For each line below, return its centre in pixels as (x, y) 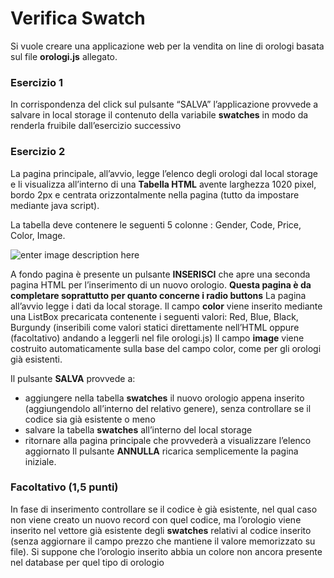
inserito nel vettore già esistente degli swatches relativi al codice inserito (161, 530)
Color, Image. (38, 235)
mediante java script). (55, 205)
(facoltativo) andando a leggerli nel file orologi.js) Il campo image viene (157, 338)
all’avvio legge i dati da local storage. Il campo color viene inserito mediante (166, 306)
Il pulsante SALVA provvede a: (73, 378)
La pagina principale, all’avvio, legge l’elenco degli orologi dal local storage (164, 173)
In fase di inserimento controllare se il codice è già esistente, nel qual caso (164, 509)
